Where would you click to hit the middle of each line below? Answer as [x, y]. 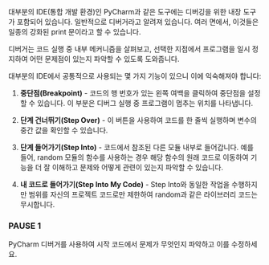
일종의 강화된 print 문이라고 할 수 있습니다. [75, 32]
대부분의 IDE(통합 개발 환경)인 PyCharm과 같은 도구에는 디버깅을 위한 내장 [125, 12]
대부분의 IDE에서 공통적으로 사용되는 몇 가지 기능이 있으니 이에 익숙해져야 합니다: [135, 76]
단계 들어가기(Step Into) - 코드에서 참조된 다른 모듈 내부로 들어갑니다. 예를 [137, 147]
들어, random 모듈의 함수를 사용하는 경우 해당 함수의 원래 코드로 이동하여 [134, 157]
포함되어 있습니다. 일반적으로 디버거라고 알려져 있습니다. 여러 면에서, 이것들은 [138, 22]
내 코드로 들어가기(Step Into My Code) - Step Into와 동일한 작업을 [125, 184]
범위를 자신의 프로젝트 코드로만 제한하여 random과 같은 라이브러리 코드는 [143, 194]
